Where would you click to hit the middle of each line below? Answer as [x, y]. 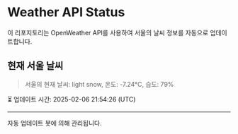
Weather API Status [66, 12]
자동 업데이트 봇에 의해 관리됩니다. [55, 123]
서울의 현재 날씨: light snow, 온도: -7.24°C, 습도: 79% [99, 84]
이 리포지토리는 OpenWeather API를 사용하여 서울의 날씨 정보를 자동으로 [108, 32]
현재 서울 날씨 [35, 66]
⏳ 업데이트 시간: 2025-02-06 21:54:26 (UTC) [72, 99]
